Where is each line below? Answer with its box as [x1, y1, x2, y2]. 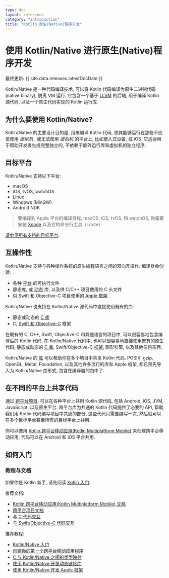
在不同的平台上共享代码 [5, 384, 78, 392]
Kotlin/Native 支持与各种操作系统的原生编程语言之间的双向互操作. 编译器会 [5, 263, 159, 269]
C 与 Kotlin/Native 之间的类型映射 [12, 554, 82, 560]
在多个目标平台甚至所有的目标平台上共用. [5, 417, 91, 423]
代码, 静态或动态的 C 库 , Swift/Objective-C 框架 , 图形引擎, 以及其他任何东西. [5, 344, 162, 350]
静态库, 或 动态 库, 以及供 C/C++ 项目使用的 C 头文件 [12, 286, 122, 292]
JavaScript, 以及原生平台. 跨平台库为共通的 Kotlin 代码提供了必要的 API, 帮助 [5, 404, 164, 411]
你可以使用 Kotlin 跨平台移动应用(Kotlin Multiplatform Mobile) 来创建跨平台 [5, 428, 159, 434]
